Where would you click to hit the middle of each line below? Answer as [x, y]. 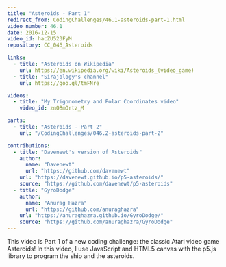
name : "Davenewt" [50, 165]
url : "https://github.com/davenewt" [77, 171]
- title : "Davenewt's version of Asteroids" [78, 152]
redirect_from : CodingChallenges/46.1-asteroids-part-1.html [96, 20]
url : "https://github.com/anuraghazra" [82, 209]
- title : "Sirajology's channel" [61, 77]
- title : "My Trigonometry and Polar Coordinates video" [96, 102]
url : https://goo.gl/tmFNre [59, 83]
